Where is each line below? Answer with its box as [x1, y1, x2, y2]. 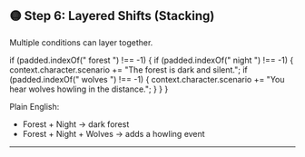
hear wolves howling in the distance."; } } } [9, 83, 169, 94]
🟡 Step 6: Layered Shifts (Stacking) [9, 8, 215, 24]
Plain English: [9, 101, 60, 112]
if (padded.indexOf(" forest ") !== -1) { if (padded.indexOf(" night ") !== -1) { [9, 54, 294, 65]
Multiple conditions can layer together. [9, 36, 153, 48]
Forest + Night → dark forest [22, 118, 130, 130]
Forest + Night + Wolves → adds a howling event [22, 128, 206, 139]
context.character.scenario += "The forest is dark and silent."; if [9, 64, 248, 75]
